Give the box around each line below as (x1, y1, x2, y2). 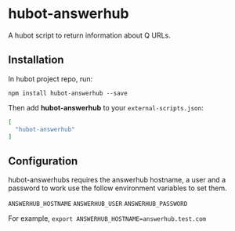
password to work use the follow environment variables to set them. (8, 183, 227, 193)
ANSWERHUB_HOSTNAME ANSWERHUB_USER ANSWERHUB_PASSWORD (8, 200, 188, 208)
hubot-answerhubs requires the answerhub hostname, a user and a (8, 175, 226, 185)
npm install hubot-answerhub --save (8, 89, 128, 97)
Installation (8, 53, 64, 67)
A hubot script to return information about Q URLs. (8, 31, 171, 40)
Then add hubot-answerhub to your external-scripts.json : (8, 103, 204, 112)
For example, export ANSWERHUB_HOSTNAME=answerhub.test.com (8, 214, 207, 223)
